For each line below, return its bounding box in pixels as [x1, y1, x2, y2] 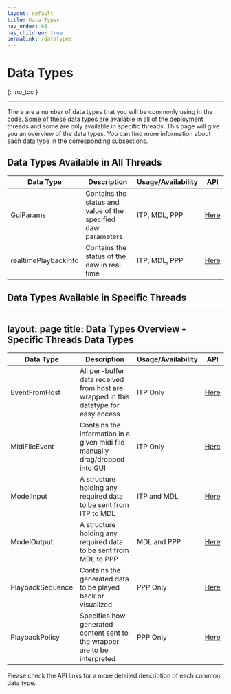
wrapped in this [79, 392, 130, 401]
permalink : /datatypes [7, 36, 72, 43]
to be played [79, 582, 120, 592]
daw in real [85, 260, 122, 269]
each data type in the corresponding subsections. [7, 137, 148, 145]
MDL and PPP [136, 537, 181, 546]
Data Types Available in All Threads [7, 157, 162, 168]
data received [79, 374, 124, 384]
